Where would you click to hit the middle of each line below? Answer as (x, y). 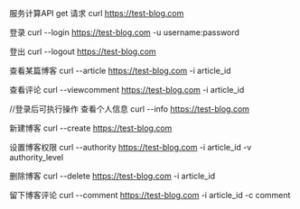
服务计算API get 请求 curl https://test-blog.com (97, 13)
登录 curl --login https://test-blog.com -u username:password (124, 32)
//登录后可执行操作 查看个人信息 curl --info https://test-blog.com (130, 109)
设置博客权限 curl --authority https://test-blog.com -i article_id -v (131, 147)
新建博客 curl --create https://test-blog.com (91, 128)
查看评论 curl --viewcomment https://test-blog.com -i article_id (127, 90)
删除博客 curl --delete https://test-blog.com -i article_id (112, 176)
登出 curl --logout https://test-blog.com (83, 51)
